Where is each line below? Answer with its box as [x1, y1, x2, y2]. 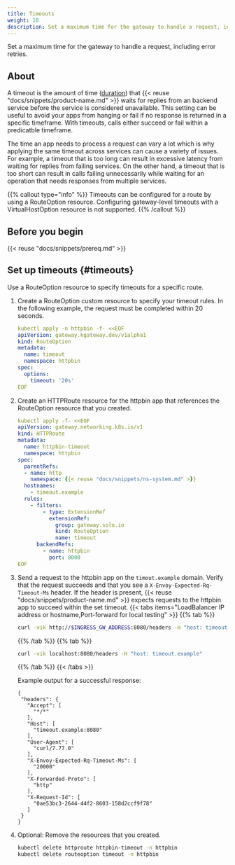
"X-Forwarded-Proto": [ [27, 775, 97, 783]
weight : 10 [7, 17, 39, 24]
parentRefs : [24, 463, 59, 470]
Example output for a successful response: [17, 677, 141, 685]
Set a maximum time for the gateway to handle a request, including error [7, 43, 216, 51]
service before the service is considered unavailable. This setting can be [7, 104, 217, 112]
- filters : [30, 501, 62, 508]
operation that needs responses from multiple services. [7, 177, 167, 186]
